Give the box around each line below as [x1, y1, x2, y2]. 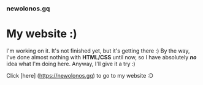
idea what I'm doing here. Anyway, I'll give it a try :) [6, 60, 136, 67]
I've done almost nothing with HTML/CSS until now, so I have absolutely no [6, 53, 197, 61]
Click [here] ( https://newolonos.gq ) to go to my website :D [6, 72, 153, 79]
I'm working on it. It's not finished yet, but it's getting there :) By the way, [6, 47, 190, 54]
